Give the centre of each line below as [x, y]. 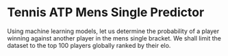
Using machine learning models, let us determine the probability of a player [113, 31]
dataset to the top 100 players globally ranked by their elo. [89, 45]
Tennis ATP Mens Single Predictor [106, 12]
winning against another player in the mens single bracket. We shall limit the [114, 38]
